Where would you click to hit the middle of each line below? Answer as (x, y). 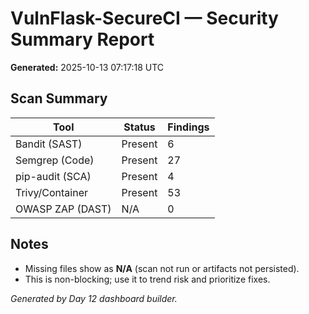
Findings (188, 127)
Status (139, 127)
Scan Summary (59, 98)
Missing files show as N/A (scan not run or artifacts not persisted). (162, 268)
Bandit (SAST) (49, 144)
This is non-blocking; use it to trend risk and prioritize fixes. (147, 279)
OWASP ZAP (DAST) (63, 209)
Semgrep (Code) (55, 160)
